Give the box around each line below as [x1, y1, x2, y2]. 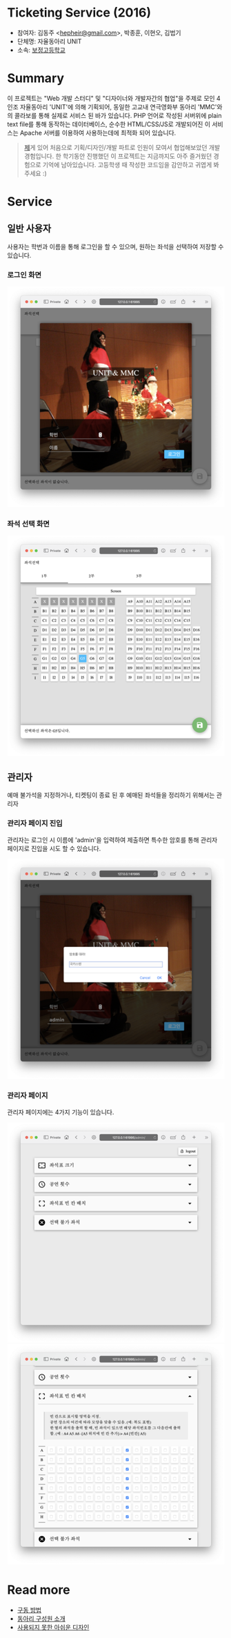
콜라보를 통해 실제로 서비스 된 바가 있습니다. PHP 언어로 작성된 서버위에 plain [14, 111, 222, 119]
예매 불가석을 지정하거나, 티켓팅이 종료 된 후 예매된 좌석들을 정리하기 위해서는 [7, 791, 215, 799]
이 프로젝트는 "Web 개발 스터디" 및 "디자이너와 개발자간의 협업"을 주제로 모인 [7, 94, 215, 102]
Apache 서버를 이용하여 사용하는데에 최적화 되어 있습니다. [19, 128, 177, 137]
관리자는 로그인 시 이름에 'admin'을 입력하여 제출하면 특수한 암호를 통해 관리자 [7, 835, 218, 844]
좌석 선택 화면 [7, 519, 50, 529]
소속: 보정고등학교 [17, 46, 66, 54]
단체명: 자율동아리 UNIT [17, 37, 82, 46]
